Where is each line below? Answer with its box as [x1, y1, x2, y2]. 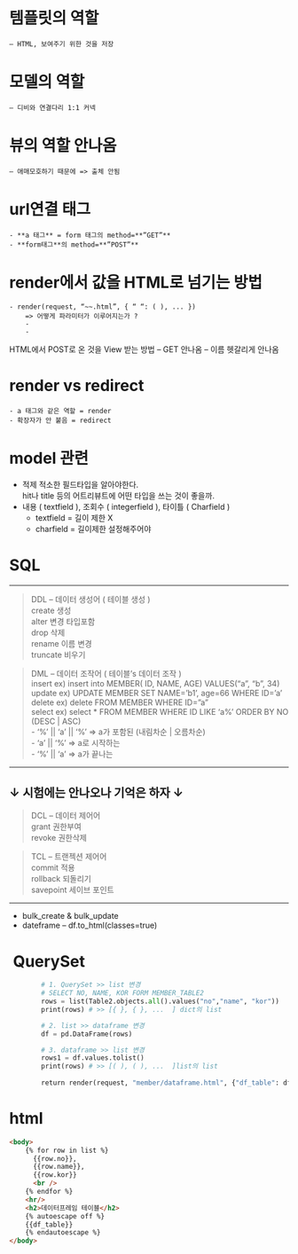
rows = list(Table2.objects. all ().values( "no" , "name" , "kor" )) [41, 997, 279, 1006]
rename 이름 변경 [30, 638, 92, 648]
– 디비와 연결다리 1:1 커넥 [9, 103, 96, 112]
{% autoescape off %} [25, 1211, 105, 1220]
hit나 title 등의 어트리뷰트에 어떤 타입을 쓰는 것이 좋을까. [21, 490, 216, 501]
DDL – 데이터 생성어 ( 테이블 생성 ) [30, 593, 151, 604]
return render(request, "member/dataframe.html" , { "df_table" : [41, 1078, 279, 1087]
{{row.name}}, [32, 1163, 86, 1172]
